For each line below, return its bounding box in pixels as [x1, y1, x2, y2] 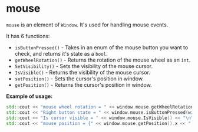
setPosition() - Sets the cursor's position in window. [14, 75, 144, 82]
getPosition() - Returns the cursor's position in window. [14, 81, 152, 88]
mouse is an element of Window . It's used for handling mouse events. [6, 21, 169, 28]
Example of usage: [6, 93, 53, 100]
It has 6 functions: [6, 32, 50, 39]
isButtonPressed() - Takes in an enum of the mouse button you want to [14, 43, 189, 51]
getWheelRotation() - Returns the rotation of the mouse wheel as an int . [14, 56, 191, 63]
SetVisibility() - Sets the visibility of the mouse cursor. [14, 62, 153, 69]
